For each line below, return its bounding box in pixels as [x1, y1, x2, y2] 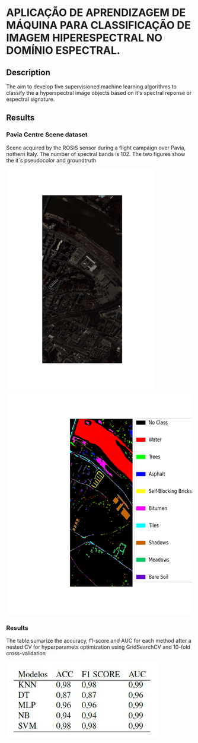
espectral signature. [6, 95, 55, 103]
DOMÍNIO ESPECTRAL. [6, 44, 120, 58]
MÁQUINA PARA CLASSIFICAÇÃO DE [6, 18, 191, 32]
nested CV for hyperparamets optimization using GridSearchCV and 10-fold [6, 643, 191, 650]
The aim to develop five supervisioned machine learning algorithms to [6, 83, 177, 90]
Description [6, 67, 50, 77]
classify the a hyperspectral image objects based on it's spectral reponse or [6, 90, 192, 96]
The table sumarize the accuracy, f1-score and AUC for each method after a [6, 637, 191, 644]
